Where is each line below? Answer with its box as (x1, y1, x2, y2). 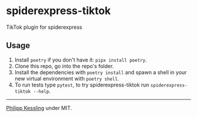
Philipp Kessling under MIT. (6, 104, 72, 111)
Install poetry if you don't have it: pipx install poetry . (14, 56, 147, 63)
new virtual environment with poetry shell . (14, 75, 120, 82)
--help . (33, 87, 51, 95)
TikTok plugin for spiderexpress (6, 24, 83, 31)
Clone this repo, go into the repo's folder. (14, 62, 114, 69)
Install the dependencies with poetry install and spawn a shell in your (14, 69, 187, 76)
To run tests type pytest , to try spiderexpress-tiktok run (14, 81, 150, 88)
